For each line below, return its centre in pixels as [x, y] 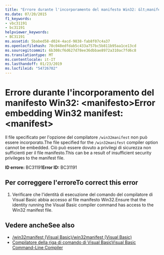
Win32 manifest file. [32, 210]
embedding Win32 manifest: [64, 113]
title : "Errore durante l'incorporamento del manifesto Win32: [71, 10]
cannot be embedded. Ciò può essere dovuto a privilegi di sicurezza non [78, 147]
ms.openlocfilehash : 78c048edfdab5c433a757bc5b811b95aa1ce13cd [71, 46]
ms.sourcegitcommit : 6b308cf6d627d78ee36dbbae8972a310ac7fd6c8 [71, 50]
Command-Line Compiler [38, 247]
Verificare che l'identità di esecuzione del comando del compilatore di [82, 194]
